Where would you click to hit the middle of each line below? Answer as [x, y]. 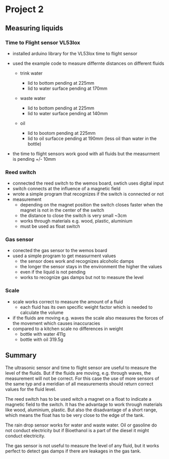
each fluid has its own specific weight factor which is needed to [86, 307]
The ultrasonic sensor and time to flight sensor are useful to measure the [81, 367]
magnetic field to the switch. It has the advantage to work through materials [84, 404]
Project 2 [24, 9]
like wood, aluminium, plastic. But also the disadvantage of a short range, [81, 410]
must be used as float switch [50, 226]
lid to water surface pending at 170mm [67, 88]
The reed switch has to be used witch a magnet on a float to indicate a [78, 399]
